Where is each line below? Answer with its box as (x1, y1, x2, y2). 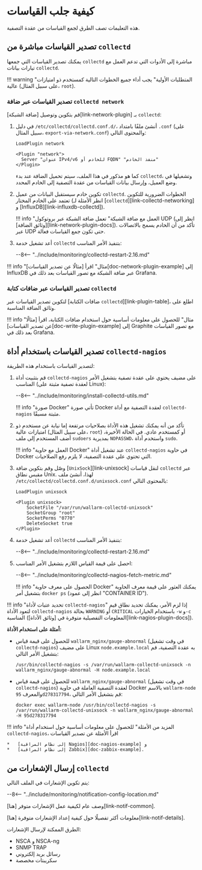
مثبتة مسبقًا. (33, 410, 61, 417)
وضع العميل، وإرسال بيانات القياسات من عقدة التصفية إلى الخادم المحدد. (15, 179, 177, 186)
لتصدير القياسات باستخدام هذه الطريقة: (7, 362, 95, 370)
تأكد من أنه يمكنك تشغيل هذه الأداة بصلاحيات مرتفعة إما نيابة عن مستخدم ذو (15, 422, 185, 429)
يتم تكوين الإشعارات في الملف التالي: (7, 779, 90, 786)
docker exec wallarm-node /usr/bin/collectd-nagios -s (15, 702, 156, 708)
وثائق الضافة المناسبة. (7, 304, 56, 312)
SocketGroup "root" (26, 510, 76, 516)
